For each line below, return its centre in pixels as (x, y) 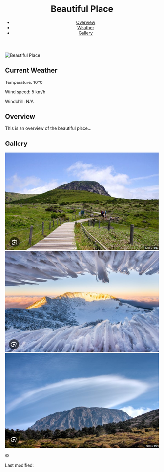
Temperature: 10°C (24, 82)
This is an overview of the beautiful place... (48, 128)
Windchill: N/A (20, 101)
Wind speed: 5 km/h (25, 92)
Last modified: (20, 465)
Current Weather (31, 71)
